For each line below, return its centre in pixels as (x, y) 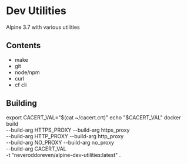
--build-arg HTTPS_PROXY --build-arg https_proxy (68, 130)
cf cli (21, 85)
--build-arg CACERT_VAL (36, 149)
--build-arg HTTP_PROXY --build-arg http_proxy (65, 136)
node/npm (27, 72)
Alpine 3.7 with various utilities (43, 27)
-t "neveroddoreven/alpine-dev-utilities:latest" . (64, 155)
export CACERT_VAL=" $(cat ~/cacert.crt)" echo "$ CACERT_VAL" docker (93, 117)
